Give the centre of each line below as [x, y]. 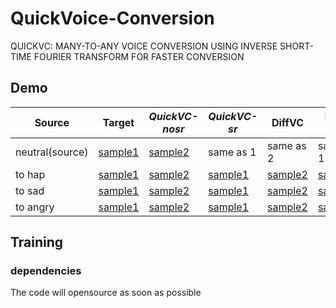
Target [118, 122]
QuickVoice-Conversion [112, 18]
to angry [35, 207]
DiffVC [288, 122]
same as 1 [232, 152]
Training [37, 242]
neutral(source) [52, 152]
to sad [30, 190]
